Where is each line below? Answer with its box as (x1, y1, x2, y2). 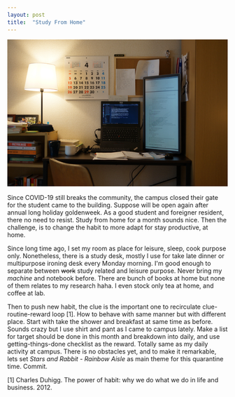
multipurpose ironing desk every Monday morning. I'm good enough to (7, 259, 211, 267)
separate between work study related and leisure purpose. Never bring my (7, 267, 222, 275)
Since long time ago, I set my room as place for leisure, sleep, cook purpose (7, 244, 227, 253)
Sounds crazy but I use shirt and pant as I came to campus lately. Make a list (7, 325, 228, 333)
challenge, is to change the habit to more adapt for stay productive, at (7, 223, 208, 231)
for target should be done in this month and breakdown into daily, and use (7, 332, 220, 340)
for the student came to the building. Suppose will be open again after (7, 201, 208, 209)
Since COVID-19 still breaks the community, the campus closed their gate (7, 193, 219, 201)
